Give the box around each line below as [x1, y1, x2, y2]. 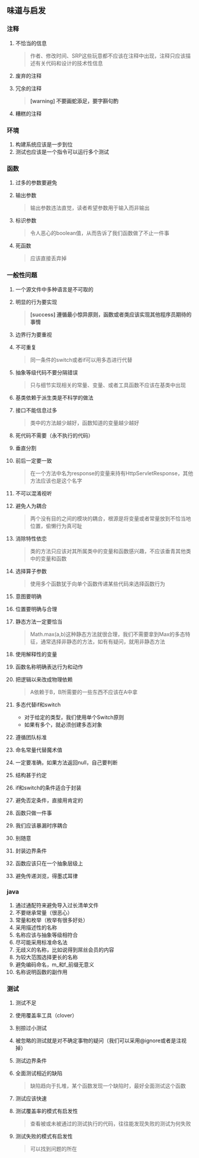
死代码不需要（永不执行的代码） [15, 432, 94, 439]
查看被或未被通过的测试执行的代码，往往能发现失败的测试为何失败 [30, 1120, 191, 1127]
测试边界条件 [15, 1057, 47, 1064]
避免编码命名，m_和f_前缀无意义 [15, 960, 94, 968]
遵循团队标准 [15, 733, 47, 740]
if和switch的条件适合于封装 [15, 784, 82, 791]
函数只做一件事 [15, 809, 52, 816]
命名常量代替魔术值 [15, 746, 63, 753]
